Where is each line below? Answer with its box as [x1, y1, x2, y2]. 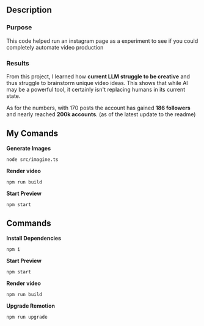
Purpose [6, 23, 32, 32]
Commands [6, 218, 52, 229]
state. [6, 92, 21, 100]
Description [6, 5, 52, 15]
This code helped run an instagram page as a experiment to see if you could [6, 37, 199, 45]
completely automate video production [6, 43, 104, 51]
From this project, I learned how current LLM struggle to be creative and [6, 73, 191, 80]
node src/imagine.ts [6, 156, 59, 163]
